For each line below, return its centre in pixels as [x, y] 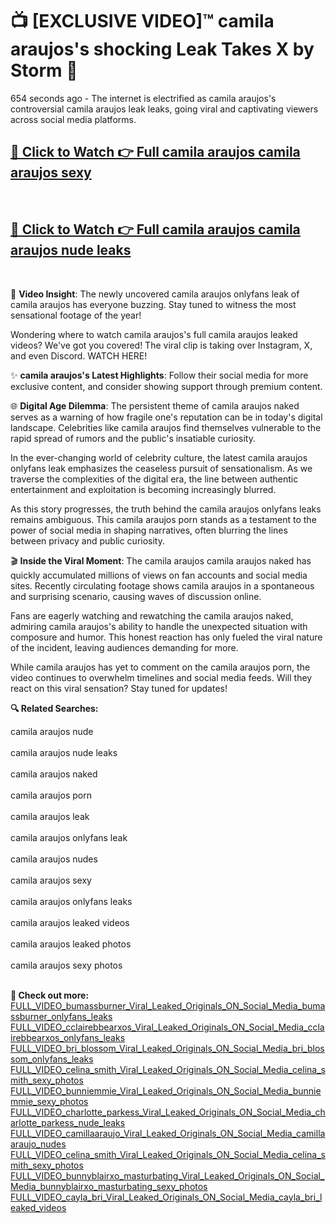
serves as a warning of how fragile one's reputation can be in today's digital [166, 417]
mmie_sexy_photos [49, 1101]
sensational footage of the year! [76, 315]
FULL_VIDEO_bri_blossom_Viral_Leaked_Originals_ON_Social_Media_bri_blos [167, 1048]
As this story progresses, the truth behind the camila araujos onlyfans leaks [166, 509]
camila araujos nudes [54, 859]
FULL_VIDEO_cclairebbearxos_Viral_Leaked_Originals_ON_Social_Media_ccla [167, 1027]
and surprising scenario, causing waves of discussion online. [136, 596]
